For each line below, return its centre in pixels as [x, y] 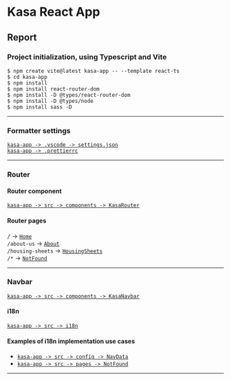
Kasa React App [54, 12]
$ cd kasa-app [27, 77]
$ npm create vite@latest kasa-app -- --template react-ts [93, 71]
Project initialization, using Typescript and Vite [87, 57]
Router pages [27, 220]
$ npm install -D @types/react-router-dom [69, 95]
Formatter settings [39, 130]
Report [22, 37]
